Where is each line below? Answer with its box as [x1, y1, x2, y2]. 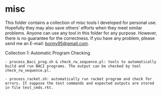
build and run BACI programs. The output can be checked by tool [5, 64, 141, 69]
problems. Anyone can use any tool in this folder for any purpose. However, [5, 30, 158, 36]
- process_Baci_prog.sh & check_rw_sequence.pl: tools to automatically [5, 59, 157, 64]
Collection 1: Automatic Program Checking [5, 50, 91, 56]
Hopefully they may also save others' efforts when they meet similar [5, 24, 142, 30]
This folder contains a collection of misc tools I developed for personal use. [5, 20, 157, 25]
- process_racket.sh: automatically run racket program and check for [5, 76, 152, 81]
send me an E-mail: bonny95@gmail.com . [5, 40, 90, 46]
